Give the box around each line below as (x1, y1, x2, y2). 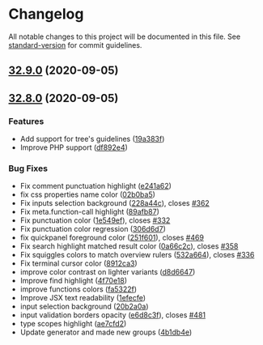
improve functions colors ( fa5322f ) (19, 284, 138, 294)
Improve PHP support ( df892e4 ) (19, 143, 128, 152)
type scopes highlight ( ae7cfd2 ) (19, 319, 127, 329)
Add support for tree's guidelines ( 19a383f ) (19, 134, 165, 144)
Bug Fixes (8, 163, 49, 174)
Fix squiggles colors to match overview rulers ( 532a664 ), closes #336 (19, 250, 255, 260)
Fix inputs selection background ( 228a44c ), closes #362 (19, 198, 210, 208)
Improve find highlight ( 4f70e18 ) (19, 276, 128, 286)
